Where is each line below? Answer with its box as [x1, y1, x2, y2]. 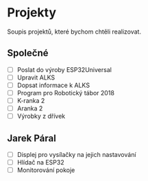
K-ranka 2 [16, 97, 45, 104]
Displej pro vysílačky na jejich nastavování [16, 151, 136, 158]
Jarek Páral [7, 132, 56, 144]
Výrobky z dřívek [16, 112, 66, 121]
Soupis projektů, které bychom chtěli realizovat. [7, 27, 142, 36]
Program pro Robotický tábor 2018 [16, 88, 115, 97]
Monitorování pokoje [16, 166, 75, 174]
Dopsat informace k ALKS [16, 81, 90, 89]
